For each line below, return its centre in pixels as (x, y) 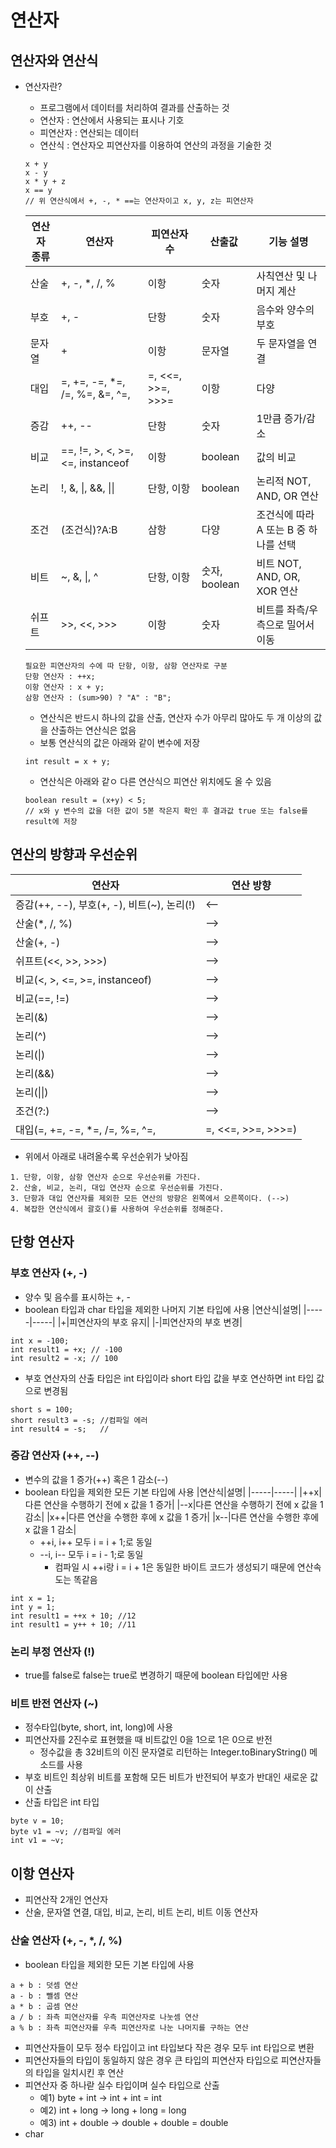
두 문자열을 (281, 343)
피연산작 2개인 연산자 (66, 1900)
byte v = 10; (37, 1821)
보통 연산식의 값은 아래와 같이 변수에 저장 (120, 742)
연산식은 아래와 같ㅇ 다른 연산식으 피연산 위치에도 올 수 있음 (155, 781)
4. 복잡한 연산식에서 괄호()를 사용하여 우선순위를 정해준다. (117, 1209)
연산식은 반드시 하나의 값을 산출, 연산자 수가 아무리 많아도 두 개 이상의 (175, 717)
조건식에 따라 (285, 514)
